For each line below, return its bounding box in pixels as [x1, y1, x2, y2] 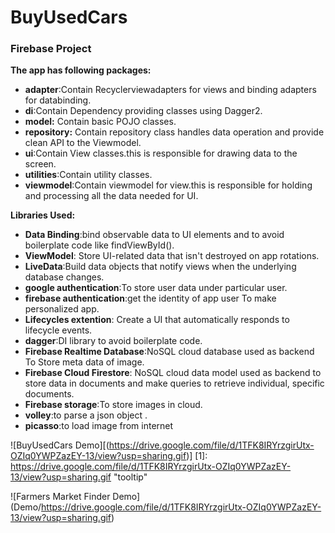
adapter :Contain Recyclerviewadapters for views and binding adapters [24, 84, 317, 96]
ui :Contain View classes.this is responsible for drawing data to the [24, 147, 298, 160]
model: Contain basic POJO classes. [24, 116, 177, 128]
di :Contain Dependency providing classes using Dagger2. [24, 105, 263, 117]
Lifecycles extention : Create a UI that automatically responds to [24, 314, 290, 326]
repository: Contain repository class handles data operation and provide [24, 126, 325, 138]
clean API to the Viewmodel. [24, 137, 142, 149]
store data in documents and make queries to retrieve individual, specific [24, 377, 325, 390]
